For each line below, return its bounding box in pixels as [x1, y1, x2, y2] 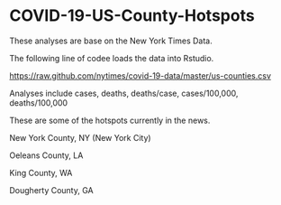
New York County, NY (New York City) [9, 132, 151, 143]
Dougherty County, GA [9, 184, 94, 195]
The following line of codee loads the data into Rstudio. [9, 52, 214, 63]
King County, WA [9, 167, 73, 178]
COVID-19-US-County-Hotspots [9, 5, 255, 26]
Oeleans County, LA [9, 150, 84, 161]
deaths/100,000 [9, 97, 68, 108]
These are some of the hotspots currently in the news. [9, 115, 211, 126]
